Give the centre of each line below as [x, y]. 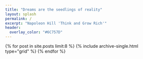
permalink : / [18, 19]
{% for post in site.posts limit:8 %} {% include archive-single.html [72, 46]
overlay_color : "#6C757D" [36, 32]
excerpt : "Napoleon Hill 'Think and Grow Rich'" [56, 23]
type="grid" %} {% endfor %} [35, 51]
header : [13, 28]
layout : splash [21, 14]
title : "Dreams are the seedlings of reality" [54, 10]
